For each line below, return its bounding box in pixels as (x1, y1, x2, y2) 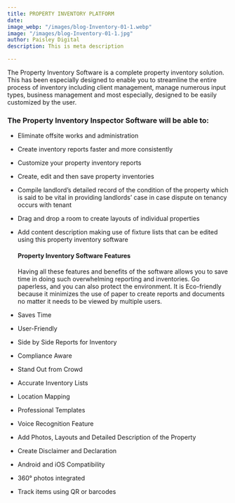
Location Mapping (17, 392, 70, 401)
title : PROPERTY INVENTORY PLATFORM (7, 10, 114, 18)
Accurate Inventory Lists (17, 378, 88, 387)
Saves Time (17, 310, 52, 319)
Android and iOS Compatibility (17, 460, 105, 469)
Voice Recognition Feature (17, 419, 94, 428)
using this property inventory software (17, 236, 128, 244)
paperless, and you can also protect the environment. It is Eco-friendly (17, 282, 222, 290)
